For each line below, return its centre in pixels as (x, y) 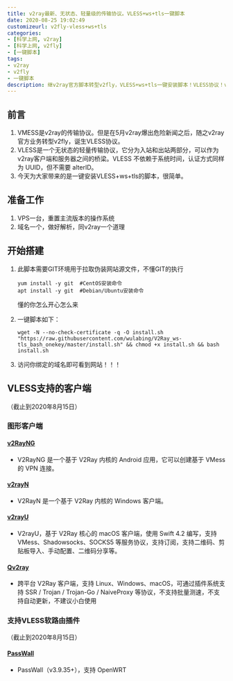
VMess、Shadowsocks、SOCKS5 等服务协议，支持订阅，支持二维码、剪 (121, 542)
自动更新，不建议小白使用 (60, 601)
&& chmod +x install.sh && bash (173, 345)
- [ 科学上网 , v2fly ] (35, 46)
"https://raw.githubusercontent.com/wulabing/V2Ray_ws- (100, 338)
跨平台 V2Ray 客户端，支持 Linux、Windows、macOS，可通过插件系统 (118, 584)
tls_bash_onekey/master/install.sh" (70, 345)
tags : (15, 59)
